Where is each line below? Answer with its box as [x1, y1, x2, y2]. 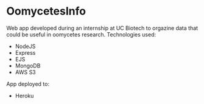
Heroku [15, 92, 34, 99]
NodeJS [15, 43, 36, 50]
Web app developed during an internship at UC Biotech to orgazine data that [6, 24, 199, 32]
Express [15, 49, 36, 56]
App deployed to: [6, 80, 50, 88]
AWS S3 [15, 68, 37, 75]
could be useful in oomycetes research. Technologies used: [6, 30, 157, 38]
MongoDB [15, 62, 41, 69]
